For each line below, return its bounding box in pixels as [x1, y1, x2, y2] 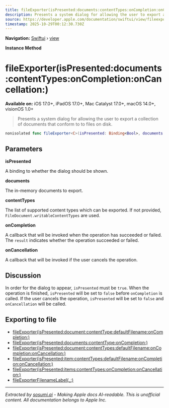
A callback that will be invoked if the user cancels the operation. [5, 256, 138, 262]
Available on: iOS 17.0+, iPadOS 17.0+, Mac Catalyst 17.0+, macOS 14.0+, [5, 101, 156, 107]
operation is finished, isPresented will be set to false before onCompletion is [5, 290, 162, 296]
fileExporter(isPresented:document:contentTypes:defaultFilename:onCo [12, 345, 162, 351]
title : [5, 7, 19, 13]
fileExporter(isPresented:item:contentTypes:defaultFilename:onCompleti [12, 356, 162, 362]
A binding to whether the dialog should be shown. [5, 168, 109, 174]
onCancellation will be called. [5, 301, 66, 307]
